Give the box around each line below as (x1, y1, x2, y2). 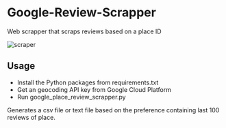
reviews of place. (7, 113, 56, 121)
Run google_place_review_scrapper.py (16, 93, 126, 101)
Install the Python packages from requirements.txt (16, 78, 159, 86)
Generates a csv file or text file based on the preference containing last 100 (7, 106, 220, 114)
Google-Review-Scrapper (7, 5, 156, 20)
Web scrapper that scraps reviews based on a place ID (7, 27, 162, 35)
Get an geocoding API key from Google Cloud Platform (16, 85, 171, 93)
